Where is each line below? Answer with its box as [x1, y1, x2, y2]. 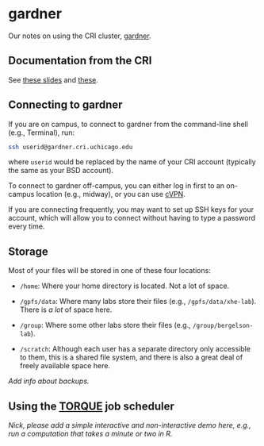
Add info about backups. [8, 376, 90, 386]
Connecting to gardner [8, 98, 123, 112]
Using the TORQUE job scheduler [8, 399, 174, 413]
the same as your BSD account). [8, 166, 113, 175]
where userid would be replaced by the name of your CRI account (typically [8, 157, 256, 167]
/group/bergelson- [193, 322, 254, 330]
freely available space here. [19, 361, 111, 371]
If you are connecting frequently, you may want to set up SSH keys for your [8, 205, 254, 214]
